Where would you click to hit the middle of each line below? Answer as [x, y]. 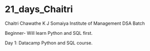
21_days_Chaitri [39, 9]
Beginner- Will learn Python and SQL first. [49, 33]
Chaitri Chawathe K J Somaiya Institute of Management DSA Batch [75, 23]
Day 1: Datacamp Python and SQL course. [49, 43]
